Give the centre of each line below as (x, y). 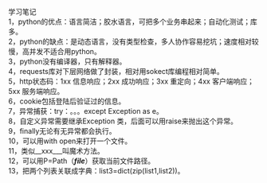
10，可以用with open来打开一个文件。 (70, 141)
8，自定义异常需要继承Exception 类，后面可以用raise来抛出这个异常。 (123, 121)
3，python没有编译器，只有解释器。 (67, 61)
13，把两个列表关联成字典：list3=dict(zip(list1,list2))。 (96, 171)
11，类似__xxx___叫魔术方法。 (57, 151)
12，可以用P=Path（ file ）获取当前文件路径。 (82, 161)
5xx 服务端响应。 (36, 91)
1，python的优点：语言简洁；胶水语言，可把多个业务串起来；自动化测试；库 (133, 21)
